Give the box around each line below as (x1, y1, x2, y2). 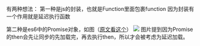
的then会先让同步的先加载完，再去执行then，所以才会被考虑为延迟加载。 (6, 33, 188, 41)
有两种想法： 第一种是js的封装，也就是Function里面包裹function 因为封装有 (6, 5, 195, 12)
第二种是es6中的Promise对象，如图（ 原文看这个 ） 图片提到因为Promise (6, 26, 193, 33)
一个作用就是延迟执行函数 (6, 13, 71, 20)
